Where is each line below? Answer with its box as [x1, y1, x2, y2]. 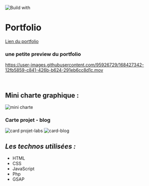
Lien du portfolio [5, 38, 39, 44]
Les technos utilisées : [5, 142, 76, 150]
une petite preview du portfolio [5, 50, 81, 57]
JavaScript [12, 166, 35, 172]
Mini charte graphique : [5, 91, 79, 99]
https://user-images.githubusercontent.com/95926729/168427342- [5, 62, 144, 68]
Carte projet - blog [5, 116, 51, 123]
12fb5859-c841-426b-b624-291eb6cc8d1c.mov [5, 67, 103, 73]
